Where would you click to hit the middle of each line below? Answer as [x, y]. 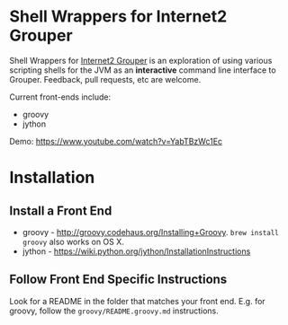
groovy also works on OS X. [73, 242]
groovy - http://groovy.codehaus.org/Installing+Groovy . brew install [150, 232]
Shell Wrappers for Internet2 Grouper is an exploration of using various [141, 60]
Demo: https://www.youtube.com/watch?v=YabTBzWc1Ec [116, 141]
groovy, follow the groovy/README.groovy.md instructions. [114, 311]
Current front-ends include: [60, 97]
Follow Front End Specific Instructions [118, 280]
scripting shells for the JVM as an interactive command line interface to [143, 70]
